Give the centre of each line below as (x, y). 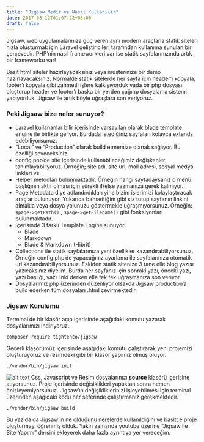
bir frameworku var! (31, 60)
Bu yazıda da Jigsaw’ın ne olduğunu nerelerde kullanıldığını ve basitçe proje (102, 419)
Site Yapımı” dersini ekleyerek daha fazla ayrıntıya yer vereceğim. (89, 432)
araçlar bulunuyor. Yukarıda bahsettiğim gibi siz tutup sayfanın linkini (101, 199)
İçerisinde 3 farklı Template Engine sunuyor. (70, 225)
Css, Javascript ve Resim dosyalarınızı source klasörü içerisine (110, 377)
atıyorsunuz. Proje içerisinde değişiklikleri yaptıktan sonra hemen (88, 384)
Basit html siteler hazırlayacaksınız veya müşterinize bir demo (84, 72)
